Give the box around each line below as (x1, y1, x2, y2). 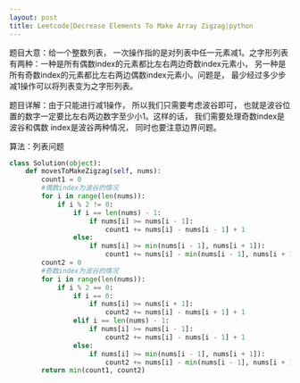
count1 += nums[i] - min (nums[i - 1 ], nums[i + (104, 250, 286, 259)
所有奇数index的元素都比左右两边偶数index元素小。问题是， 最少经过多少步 (9, 69, 287, 80)
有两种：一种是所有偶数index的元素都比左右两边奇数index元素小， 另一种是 (9, 58, 287, 69)
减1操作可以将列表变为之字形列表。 (9, 80, 138, 91)
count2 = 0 (41, 258, 82, 267)
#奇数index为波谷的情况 (41, 266, 119, 275)
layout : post (9, 12, 58, 22)
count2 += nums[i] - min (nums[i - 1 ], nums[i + (104, 358, 286, 367)
